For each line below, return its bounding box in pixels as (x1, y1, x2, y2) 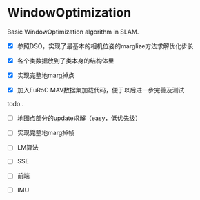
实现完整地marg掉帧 (17, 129, 74, 137)
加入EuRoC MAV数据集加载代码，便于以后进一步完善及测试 (17, 86, 185, 94)
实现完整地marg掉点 (17, 71, 74, 80)
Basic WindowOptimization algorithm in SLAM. (7, 28, 139, 36)
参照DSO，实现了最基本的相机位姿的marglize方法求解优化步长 (17, 41, 194, 50)
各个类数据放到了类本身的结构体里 (17, 57, 114, 65)
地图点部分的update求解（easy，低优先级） (17, 114, 142, 122)
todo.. (7, 100, 24, 108)
